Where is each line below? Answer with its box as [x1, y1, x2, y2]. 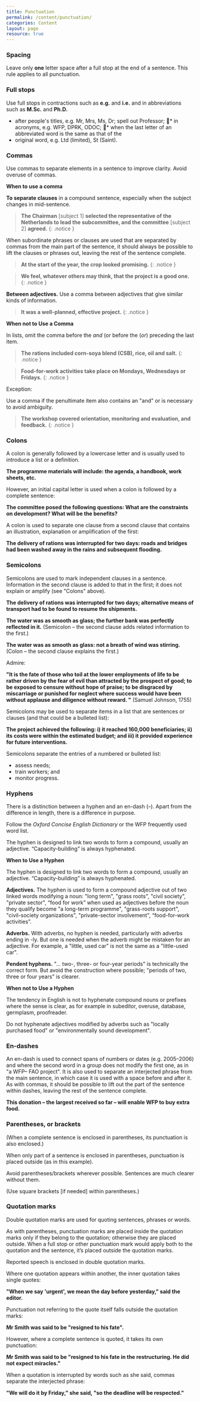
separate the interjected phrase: [6, 1377, 85, 1385]
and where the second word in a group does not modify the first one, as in [6, 1062, 189, 1069]
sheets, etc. [6, 474, 36, 482]
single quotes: [6, 1276, 41, 1284]
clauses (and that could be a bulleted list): [6, 714, 109, 721]
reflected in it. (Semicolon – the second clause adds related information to [6, 623, 190, 630]
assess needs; [14, 761, 51, 769]
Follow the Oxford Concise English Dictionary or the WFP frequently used [6, 820, 187, 828]
